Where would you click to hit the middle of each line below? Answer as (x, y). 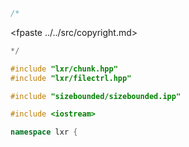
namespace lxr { (44, 132)
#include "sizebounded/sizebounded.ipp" (96, 96)
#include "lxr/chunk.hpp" (64, 69)
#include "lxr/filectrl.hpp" (71, 78)
